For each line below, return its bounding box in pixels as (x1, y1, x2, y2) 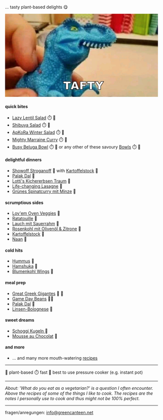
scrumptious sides (5, 200, 44, 205)
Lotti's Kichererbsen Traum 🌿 (12, 178, 71, 184)
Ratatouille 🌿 (12, 216, 37, 221)
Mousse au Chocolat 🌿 (12, 333, 58, 339)
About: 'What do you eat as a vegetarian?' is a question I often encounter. (5, 385, 153, 391)
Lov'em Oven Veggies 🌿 (12, 210, 61, 216)
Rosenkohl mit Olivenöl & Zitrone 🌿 (12, 226, 81, 232)
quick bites (5, 104, 28, 110)
